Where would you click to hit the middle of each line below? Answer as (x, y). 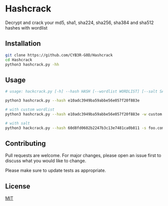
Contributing (25, 143)
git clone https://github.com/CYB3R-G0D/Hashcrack (59, 55)
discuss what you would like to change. (46, 161)
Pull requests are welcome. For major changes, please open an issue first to (83, 155)
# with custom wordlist (30, 109)
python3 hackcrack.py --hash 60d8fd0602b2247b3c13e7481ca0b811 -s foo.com (85, 128)
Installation (23, 44)
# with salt (17, 123)
